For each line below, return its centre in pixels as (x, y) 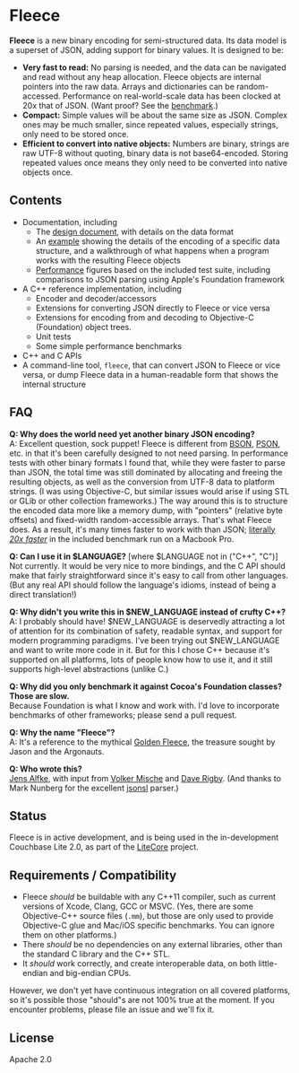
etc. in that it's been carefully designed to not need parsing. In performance (149, 453)
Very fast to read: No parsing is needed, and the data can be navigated (154, 67)
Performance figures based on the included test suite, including (153, 269)
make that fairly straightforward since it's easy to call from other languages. (149, 575)
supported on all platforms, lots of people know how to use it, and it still (141, 659)
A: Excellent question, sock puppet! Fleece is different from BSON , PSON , (145, 443)
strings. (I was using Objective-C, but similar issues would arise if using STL (149, 491)
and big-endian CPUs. (90, 973)
